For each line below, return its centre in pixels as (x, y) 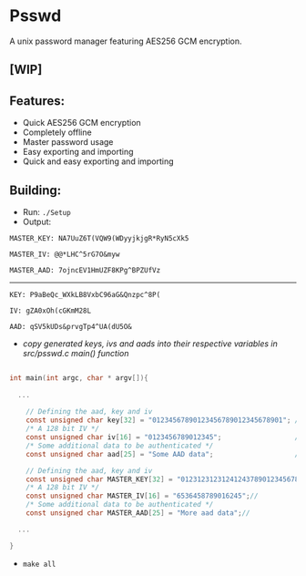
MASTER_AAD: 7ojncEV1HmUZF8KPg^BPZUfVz (85, 270)
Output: (37, 221)
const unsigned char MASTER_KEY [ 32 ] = (99, 479)
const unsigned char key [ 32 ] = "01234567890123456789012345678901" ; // (164, 420)
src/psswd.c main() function (76, 353)
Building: (36, 190)
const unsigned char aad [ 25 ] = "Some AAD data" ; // (164, 454)
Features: (37, 101)
